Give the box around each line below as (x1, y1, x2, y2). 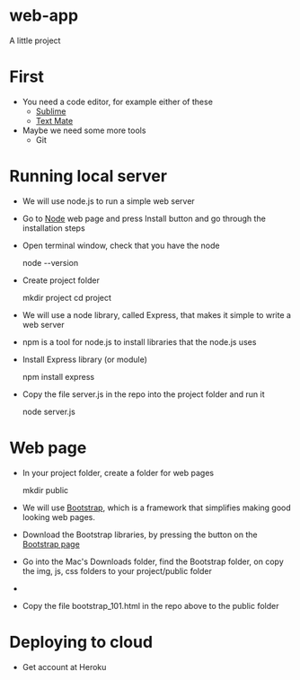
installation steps (22, 222, 85, 234)
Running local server (9, 166, 168, 187)
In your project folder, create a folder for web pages (22, 467, 214, 478)
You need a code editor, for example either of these (22, 96, 214, 107)
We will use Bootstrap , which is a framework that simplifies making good (22, 502, 292, 513)
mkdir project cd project (22, 292, 112, 303)
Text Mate (35, 115, 74, 126)
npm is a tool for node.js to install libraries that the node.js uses (22, 336, 257, 347)
